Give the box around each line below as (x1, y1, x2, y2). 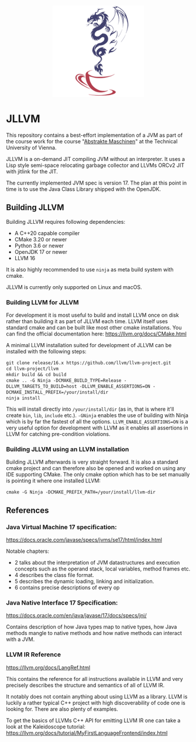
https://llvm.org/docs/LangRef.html (6, 664, 91, 671)
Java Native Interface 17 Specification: (6, 599, 118, 607)
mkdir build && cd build (6, 372, 67, 378)
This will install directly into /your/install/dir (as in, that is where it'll (6, 405, 174, 413)
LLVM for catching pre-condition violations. (6, 431, 111, 438)
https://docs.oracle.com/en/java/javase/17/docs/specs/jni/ (6, 612, 147, 619)
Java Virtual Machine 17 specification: (6, 523, 117, 531)
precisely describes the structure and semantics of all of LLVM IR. (6, 681, 165, 689)
